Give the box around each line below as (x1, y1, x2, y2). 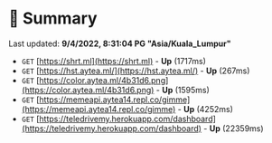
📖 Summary (8, 8, 98, 29)
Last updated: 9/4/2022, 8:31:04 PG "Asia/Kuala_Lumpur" (8, 38, 231, 49)
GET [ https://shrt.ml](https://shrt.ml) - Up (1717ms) (21, 55, 207, 66)
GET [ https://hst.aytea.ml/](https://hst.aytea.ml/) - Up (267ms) (21, 65, 250, 76)
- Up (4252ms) (177, 103, 234, 114)
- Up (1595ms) (155, 84, 210, 95)
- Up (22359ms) (203, 122, 264, 134)
